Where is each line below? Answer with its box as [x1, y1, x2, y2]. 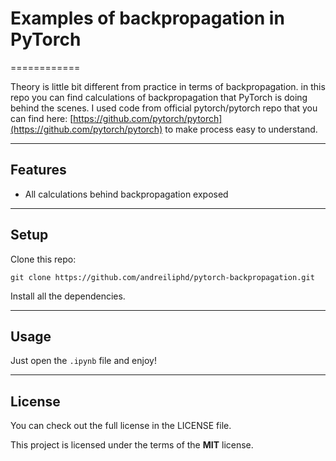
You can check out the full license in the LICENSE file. [10, 420, 232, 432]
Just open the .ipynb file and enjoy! [10, 355, 157, 367]
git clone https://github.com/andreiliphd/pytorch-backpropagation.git [10, 272, 315, 282]
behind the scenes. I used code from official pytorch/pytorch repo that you [10, 102, 318, 114]
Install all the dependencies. [10, 290, 126, 302]
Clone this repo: [10, 253, 77, 265]
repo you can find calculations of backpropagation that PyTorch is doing [10, 91, 308, 103]
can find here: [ [10, 112, 74, 124]
